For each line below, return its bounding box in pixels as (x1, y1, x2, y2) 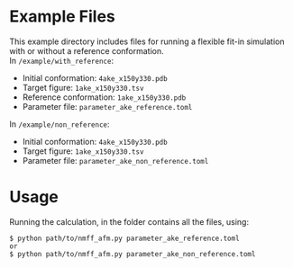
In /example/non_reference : (9, 119, 110, 130)
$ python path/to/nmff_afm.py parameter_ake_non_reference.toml (9, 249, 256, 258)
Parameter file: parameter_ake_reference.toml (22, 101, 193, 112)
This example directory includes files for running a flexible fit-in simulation (9, 36, 285, 47)
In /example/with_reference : (9, 55, 114, 66)
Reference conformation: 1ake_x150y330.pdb (22, 92, 187, 103)
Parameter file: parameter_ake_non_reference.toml (22, 155, 209, 165)
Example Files (9, 6, 115, 27)
